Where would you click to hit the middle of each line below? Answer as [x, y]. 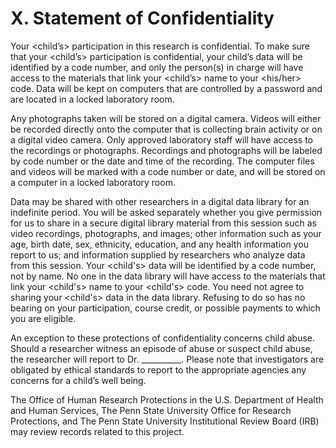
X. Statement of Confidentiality [142, 18]
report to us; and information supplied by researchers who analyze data [158, 254]
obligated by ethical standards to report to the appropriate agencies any [158, 369]
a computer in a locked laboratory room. [93, 182]
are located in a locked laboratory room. [92, 99]
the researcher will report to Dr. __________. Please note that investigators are [167, 359]
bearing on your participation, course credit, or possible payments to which [165, 308]
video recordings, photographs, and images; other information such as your [166, 233]
